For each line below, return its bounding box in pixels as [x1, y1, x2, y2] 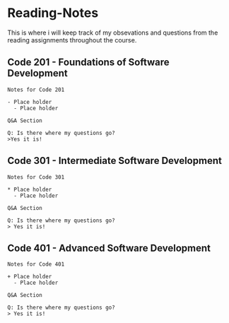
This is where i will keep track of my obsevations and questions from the [7, 28, 218, 37]
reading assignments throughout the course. [7, 35, 137, 44]
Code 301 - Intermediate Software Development [7, 155, 223, 167]
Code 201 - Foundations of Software [7, 57, 170, 69]
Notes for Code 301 [7, 173, 65, 181]
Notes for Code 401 [7, 261, 65, 268]
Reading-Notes [7, 5, 99, 21]
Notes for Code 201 [7, 86, 65, 93]
